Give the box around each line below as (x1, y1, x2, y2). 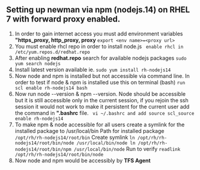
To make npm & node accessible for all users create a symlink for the (14, 121, 185, 128)
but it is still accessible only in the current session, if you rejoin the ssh (14, 96, 189, 104)
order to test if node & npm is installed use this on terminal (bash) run (14, 78, 186, 86)
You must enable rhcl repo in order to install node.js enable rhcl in (14, 42, 184, 50)
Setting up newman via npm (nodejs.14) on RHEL (6, 5, 190, 15)
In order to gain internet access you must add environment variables (14, 30, 183, 37)
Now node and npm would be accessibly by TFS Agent (14, 157, 151, 164)
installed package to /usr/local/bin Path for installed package (14, 127, 165, 134)
